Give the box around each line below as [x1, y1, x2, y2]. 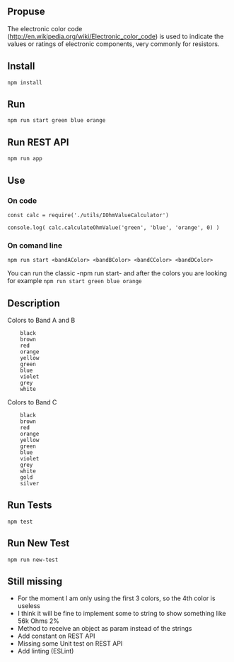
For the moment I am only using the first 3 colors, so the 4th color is [17, 594, 216, 602]
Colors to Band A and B [7, 316, 76, 325]
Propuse [7, 6, 46, 18]
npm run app [7, 155, 42, 162]
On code [7, 195, 37, 205]
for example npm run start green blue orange [7, 277, 142, 285]
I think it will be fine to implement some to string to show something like [17, 609, 226, 618]
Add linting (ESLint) [17, 647, 74, 656]
